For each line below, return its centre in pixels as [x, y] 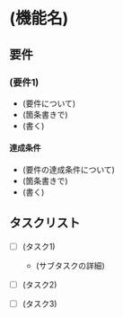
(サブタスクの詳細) [70, 265]
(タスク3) [40, 304]
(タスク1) [39, 246]
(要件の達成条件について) [68, 170]
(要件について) [49, 103]
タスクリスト [45, 223]
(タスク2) [40, 285]
